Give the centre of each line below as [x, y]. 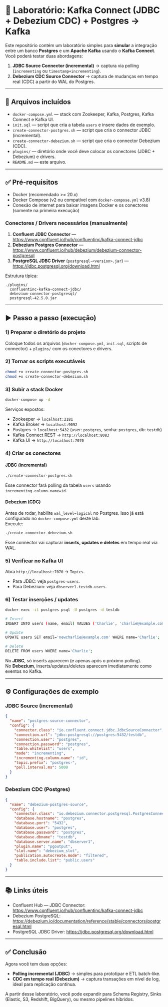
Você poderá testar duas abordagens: [44, 56]
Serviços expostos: [25, 409]
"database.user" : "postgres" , [46, 828]
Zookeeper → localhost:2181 [43, 419]
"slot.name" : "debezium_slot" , [47, 851]
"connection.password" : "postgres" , [52, 744]
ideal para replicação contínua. [44, 984]
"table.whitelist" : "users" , [44, 749]
